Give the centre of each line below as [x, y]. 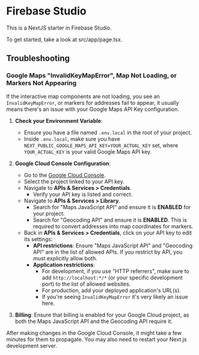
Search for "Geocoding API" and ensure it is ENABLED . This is [110, 220]
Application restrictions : [64, 265]
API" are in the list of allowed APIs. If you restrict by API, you [108, 252]
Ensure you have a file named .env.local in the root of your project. [108, 132]
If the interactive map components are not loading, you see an [83, 96]
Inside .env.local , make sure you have [72, 139]
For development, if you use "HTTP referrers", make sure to [115, 271]
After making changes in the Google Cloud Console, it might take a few [94, 333]
